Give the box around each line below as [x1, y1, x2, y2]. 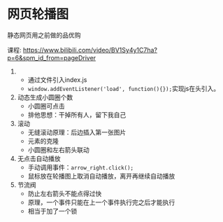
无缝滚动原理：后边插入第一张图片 [27, 127, 127, 137]
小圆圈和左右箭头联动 [27, 145, 89, 154]
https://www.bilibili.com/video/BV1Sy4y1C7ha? [22, 46, 157, 54]
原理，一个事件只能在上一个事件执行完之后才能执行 [27, 197, 175, 207]
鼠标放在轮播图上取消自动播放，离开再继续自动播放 [27, 172, 175, 180]
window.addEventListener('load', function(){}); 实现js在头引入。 [27, 84, 220, 92]
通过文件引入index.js [27, 75, 87, 84]
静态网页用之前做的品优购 [7, 31, 81, 39]
